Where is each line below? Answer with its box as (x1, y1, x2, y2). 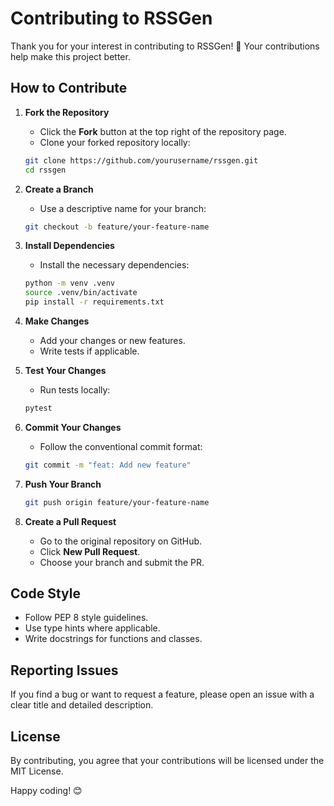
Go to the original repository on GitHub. (39, 535, 203, 547)
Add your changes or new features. (39, 335, 186, 346)
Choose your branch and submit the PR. (39, 556, 205, 568)
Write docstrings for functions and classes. (24, 633, 203, 645)
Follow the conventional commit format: (39, 440, 203, 452)
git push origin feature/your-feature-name (24, 497, 210, 507)
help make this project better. (10, 50, 131, 62)
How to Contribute (10, 80, 128, 97)
